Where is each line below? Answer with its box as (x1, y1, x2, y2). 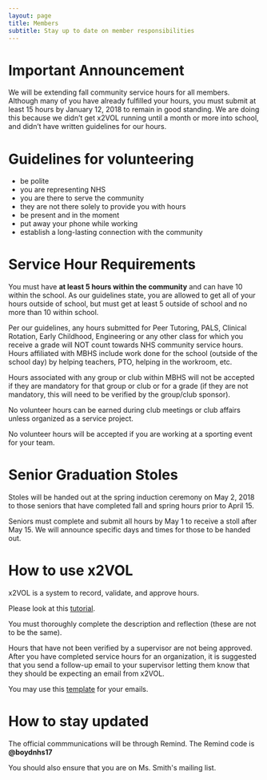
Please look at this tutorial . (8, 604, 96, 613)
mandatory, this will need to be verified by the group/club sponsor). (8, 390, 230, 399)
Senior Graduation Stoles (8, 466, 178, 484)
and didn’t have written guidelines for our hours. (8, 122, 167, 131)
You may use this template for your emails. (8, 685, 149, 694)
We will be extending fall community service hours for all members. (8, 87, 230, 97)
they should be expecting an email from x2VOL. (8, 669, 165, 678)
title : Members (8, 19, 59, 27)
